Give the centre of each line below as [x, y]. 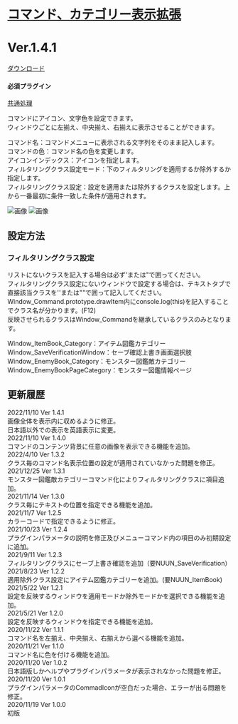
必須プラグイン [29, 86]
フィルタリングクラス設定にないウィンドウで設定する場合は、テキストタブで [119, 284]
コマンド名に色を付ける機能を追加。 [60, 654]
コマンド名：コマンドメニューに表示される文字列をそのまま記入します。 [113, 143]
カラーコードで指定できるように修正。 [63, 521]
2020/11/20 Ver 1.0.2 [37, 662]
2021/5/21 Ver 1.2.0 [36, 613]
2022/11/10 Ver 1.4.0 [37, 438]
